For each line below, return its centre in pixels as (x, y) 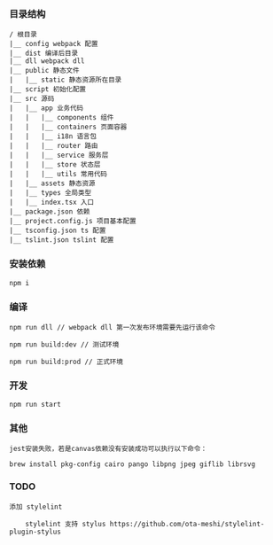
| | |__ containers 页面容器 (68, 127)
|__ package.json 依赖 (50, 212)
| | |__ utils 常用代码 (58, 175)
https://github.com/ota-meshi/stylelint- (187, 524)
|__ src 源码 (32, 99)
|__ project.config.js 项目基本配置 (73, 222)
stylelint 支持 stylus (66, 524)
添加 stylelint (36, 507)
